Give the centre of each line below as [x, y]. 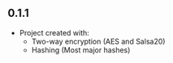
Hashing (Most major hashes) [81, 50]
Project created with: [54, 32]
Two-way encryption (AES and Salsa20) [98, 41]
